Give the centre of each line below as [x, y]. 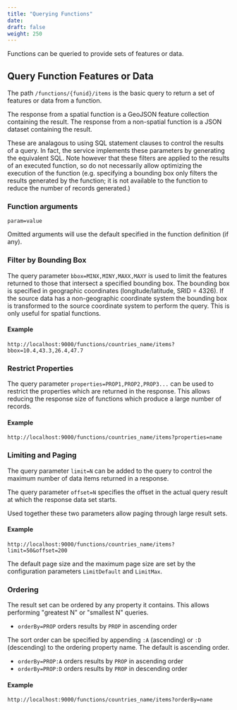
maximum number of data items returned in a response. [88, 478]
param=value [25, 221]
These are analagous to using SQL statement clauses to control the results [116, 143]
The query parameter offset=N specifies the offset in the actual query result [117, 492]
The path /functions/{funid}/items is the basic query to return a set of [111, 93]
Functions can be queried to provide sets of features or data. [96, 54]
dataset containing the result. [50, 130]
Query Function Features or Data [80, 76]
